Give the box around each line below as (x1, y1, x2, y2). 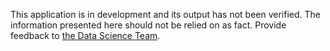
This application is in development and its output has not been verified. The (10, 9, 321, 20)
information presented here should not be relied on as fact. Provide (10, 19, 287, 31)
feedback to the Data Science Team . (10, 30, 161, 41)
